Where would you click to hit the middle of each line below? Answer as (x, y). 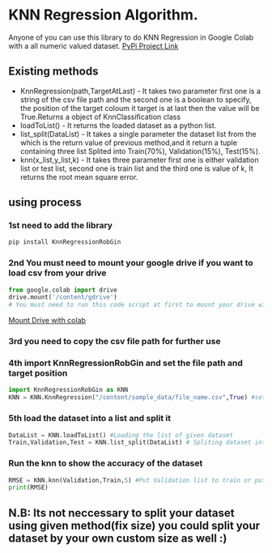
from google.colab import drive (63, 290)
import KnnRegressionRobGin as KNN (68, 390)
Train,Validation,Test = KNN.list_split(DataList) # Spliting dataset (130, 443)
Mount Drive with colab (47, 321)
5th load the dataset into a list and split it (90, 419)
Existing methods (53, 72)
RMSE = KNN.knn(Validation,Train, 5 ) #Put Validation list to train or (130, 480)
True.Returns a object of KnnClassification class (100, 117)
